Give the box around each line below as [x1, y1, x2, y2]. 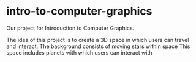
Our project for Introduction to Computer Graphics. [6, 24, 135, 32]
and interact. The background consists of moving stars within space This [6, 43, 190, 50]
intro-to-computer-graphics [6, 4, 153, 18]
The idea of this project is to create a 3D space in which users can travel [6, 36, 189, 43]
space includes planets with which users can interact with [6, 49, 153, 56]
